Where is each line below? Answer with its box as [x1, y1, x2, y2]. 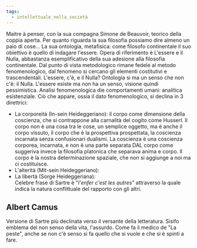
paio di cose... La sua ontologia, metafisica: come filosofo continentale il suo [6, 42, 191, 50]
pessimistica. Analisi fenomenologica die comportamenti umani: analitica [6, 86, 182, 93]
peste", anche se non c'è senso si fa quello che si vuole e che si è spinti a [6, 230, 184, 237]
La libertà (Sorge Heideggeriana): [14, 173, 96, 180]
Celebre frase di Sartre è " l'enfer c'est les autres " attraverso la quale [14, 179, 181, 186]
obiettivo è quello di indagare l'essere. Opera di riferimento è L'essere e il [6, 49, 183, 56]
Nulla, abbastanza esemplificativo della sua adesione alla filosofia [6, 55, 165, 62]
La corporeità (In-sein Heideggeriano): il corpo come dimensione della [14, 110, 185, 118]
